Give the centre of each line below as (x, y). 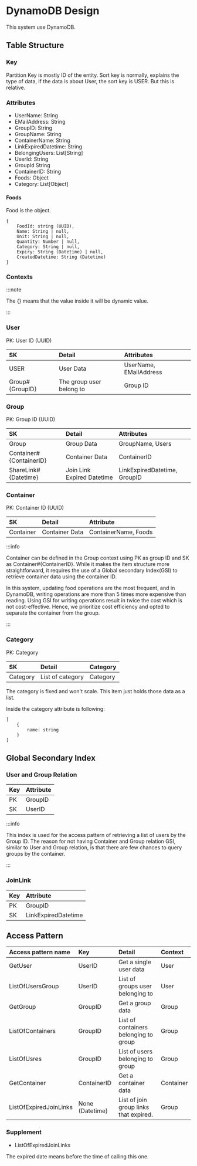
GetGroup (23, 1007)
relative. (16, 87)
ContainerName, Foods (121, 532)
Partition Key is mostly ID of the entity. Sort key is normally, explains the (93, 75)
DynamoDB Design (53, 11)
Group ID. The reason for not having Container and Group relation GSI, (91, 841)
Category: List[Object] (41, 184)
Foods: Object (31, 178)
